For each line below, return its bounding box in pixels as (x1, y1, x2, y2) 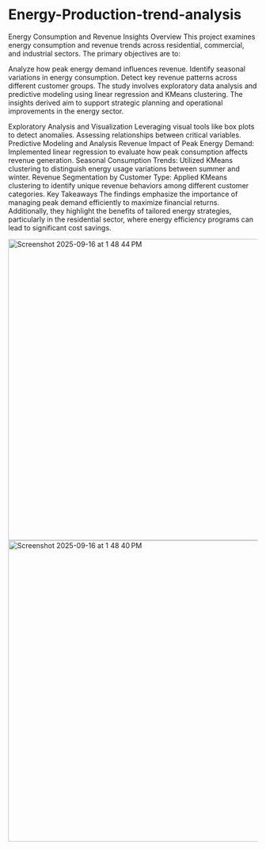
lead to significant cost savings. (8, 222, 112, 232)
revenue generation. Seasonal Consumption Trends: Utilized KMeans (8, 155, 234, 164)
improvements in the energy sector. (8, 106, 124, 116)
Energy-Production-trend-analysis (8, 6, 241, 24)
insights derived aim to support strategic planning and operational (8, 98, 223, 107)
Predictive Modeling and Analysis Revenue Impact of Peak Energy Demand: (8, 138, 255, 148)
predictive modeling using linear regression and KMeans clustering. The (8, 89, 243, 99)
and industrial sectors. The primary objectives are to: (8, 48, 180, 58)
